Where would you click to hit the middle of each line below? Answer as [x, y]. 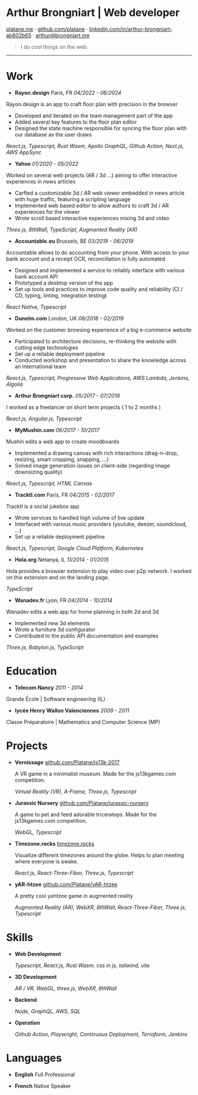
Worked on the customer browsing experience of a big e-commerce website [99, 330]
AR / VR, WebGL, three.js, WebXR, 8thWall [65, 988]
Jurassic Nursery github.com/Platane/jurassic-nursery [82, 803]
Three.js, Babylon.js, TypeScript [45, 647]
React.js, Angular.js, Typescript [44, 418]
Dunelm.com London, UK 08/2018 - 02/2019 [69, 318]
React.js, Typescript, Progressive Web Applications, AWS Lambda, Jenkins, [98, 378]
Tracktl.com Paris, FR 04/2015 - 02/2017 [65, 495]
